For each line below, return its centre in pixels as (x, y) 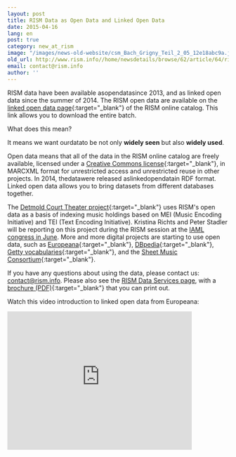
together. (20, 193)
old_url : (20, 60)
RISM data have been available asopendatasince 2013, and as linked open (114, 93)
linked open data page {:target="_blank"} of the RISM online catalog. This (113, 108)
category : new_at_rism (40, 46)
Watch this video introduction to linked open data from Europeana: (103, 301)
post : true (23, 40)
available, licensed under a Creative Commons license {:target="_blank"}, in (117, 163)
